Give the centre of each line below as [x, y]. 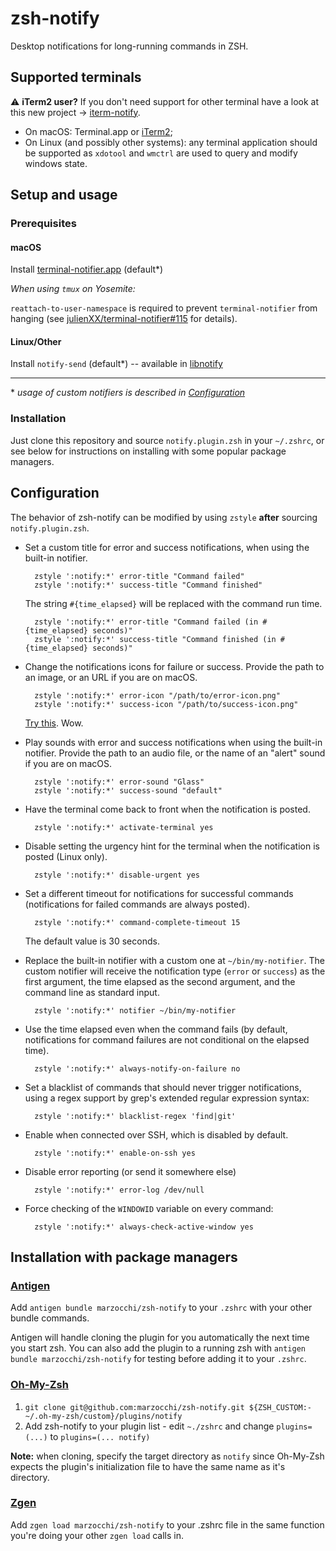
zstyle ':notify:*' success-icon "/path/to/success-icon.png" [166, 704]
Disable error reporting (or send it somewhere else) [130, 1171]
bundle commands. [50, 1318]
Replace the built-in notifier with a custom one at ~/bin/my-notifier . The [174, 960]
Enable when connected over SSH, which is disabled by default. [156, 1134]
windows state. [56, 163]
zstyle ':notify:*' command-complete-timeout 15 [137, 922]
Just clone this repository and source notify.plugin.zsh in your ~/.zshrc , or [167, 440]
